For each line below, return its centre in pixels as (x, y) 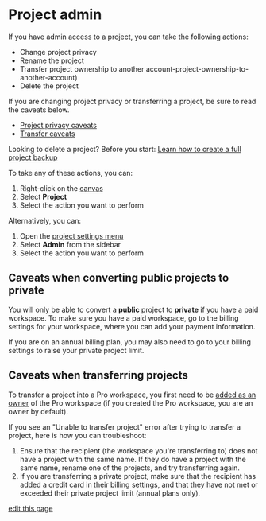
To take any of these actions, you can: (71, 173)
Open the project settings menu (71, 235)
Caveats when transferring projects (98, 375)
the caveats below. (39, 110)
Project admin (55, 15)
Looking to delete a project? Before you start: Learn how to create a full (125, 149)
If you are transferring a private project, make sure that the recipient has (138, 476)
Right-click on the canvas (61, 188)
